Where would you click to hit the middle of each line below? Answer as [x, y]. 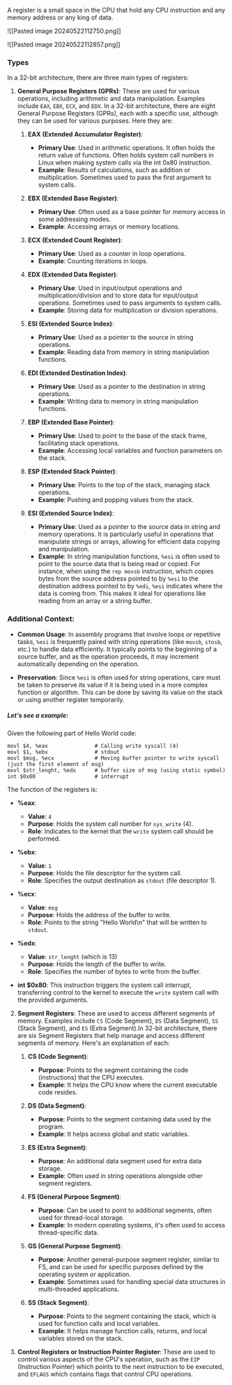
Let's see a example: [38, 716]
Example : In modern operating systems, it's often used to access [132, 1225]
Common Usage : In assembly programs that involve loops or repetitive [119, 634]
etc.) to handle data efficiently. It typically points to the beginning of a [117, 649]
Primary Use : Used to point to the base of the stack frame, [122, 436]
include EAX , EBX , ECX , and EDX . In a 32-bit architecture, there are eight [116, 106]
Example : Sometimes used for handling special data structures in [132, 1281]
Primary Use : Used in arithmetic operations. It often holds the [126, 148]
